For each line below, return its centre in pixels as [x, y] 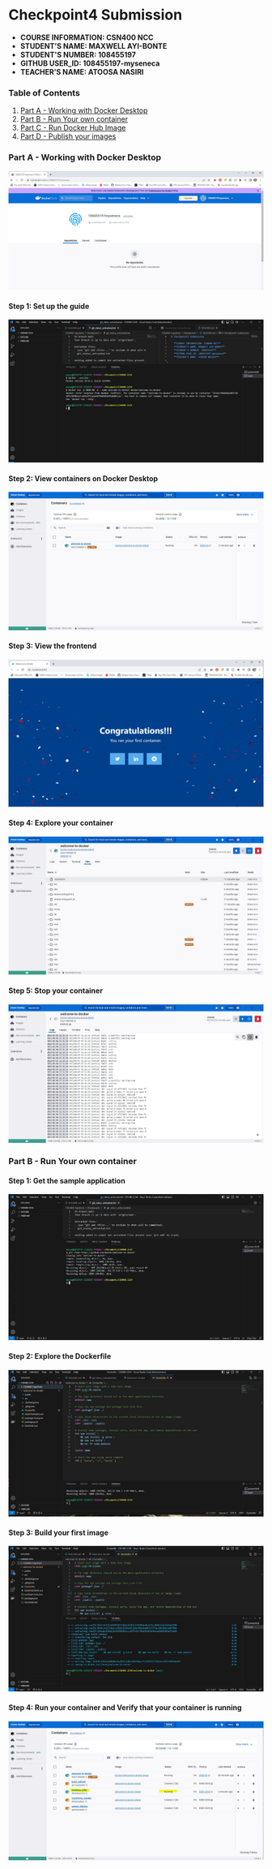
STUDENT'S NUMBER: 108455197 [78, 54]
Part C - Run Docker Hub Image [73, 128]
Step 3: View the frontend [53, 646]
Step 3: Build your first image [59, 1532]
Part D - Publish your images [68, 136]
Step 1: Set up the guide [49, 306]
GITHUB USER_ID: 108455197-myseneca [90, 63]
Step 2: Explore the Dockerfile [60, 1356]
